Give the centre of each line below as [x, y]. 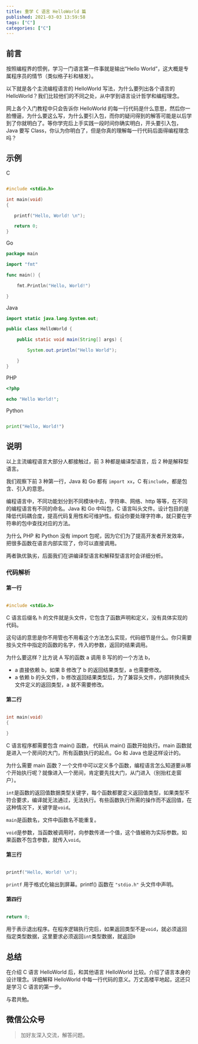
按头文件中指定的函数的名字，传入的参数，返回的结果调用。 [78, 645]
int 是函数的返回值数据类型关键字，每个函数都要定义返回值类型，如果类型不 [98, 793]
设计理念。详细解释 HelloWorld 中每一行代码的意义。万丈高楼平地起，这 [93, 979]
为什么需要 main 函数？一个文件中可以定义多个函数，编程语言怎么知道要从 [96, 765]
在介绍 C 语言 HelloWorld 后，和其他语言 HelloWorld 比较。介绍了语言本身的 [98, 972]
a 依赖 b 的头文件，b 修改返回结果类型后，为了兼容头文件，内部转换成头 [102, 677]
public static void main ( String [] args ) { [70, 340]
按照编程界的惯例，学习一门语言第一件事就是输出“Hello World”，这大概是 [95, 69]
